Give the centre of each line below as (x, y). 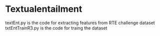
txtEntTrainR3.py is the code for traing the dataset (56, 28)
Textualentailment (44, 9)
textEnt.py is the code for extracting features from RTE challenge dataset (80, 23)
